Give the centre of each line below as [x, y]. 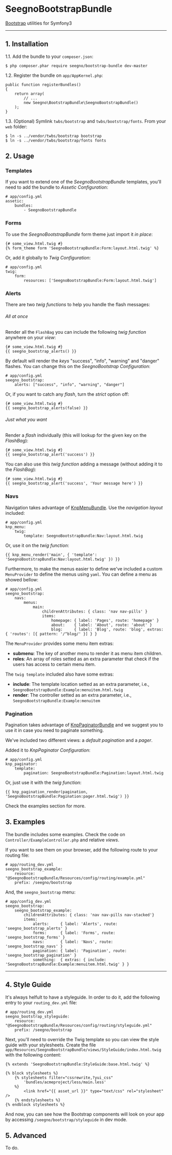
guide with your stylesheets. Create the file [51, 1045]
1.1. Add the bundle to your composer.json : [49, 56]
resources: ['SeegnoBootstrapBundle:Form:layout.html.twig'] [90, 280]
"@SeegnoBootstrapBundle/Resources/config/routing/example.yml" [75, 878]
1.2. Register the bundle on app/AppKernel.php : [54, 75]
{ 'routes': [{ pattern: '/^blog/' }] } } [51, 634]
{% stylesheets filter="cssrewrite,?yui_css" [64, 1078]
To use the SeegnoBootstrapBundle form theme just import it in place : [79, 234]
